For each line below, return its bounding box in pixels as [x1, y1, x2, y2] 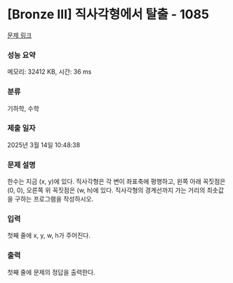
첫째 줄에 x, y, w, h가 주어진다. [7, 231, 91, 239]
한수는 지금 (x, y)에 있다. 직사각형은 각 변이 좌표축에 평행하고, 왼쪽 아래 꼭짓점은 [7, 177, 226, 186]
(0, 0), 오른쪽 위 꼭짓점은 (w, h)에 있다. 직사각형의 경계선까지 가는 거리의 [7, 186, 206, 195]
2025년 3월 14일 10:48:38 [7, 140, 81, 149]
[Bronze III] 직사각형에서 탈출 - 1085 [7, 6, 209, 22]
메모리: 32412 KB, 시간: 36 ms [7, 67, 92, 76]
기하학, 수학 [7, 104, 40, 112]
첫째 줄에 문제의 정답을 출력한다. [7, 268, 96, 276]
